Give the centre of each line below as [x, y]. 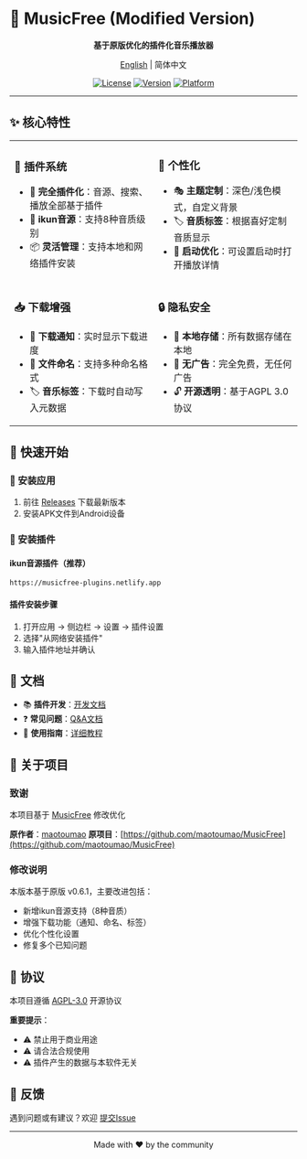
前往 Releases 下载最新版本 [74, 502]
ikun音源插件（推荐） [50, 563]
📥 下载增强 [42, 307]
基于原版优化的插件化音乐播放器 [153, 45]
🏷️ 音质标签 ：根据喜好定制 [230, 220]
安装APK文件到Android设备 [74, 514]
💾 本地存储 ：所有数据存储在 [233, 336]
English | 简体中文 [153, 64]
